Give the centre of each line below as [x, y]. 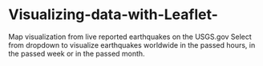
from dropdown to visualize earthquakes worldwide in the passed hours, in [132, 45]
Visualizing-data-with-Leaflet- [113, 15]
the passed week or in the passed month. [77, 53]
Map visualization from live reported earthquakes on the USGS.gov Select [130, 37]
